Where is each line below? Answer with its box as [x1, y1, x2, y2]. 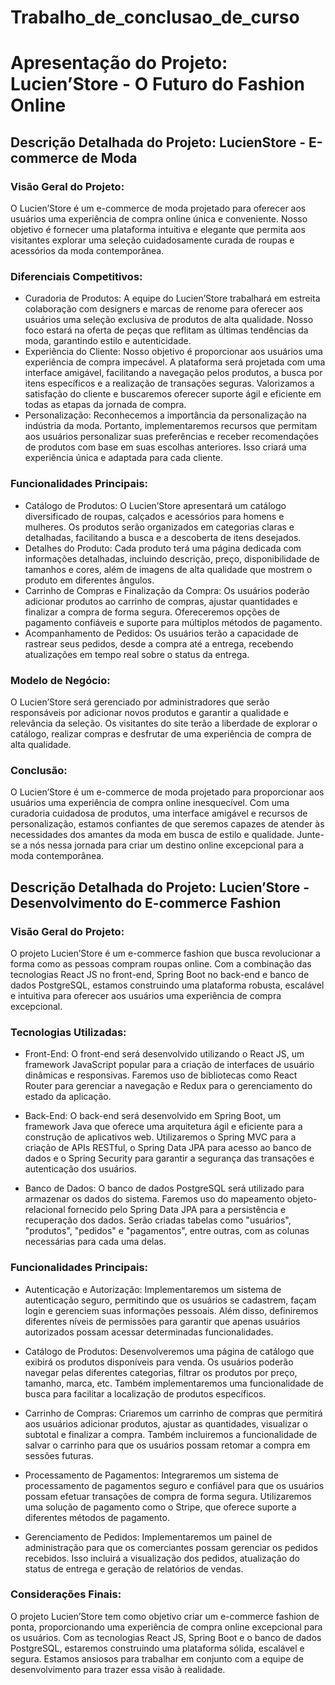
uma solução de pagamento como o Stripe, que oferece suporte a [24, 1501, 297, 1513]
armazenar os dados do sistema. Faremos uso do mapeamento [24, 1193, 285, 1205]
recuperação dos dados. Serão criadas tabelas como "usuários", [24, 1214, 292, 1226]
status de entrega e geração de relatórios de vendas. [24, 1562, 244, 1575]
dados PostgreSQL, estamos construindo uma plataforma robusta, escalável [10, 979, 325, 991]
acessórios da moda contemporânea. [10, 245, 165, 257]
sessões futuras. [24, 1449, 94, 1461]
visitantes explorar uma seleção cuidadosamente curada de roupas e [10, 234, 295, 246]
